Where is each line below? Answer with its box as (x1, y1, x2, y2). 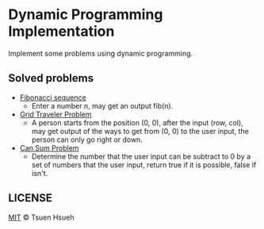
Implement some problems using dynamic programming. (8, 48, 193, 58)
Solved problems (8, 71, 94, 85)
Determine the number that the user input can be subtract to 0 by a (31, 151, 251, 161)
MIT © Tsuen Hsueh (8, 212, 75, 222)
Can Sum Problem (19, 143, 79, 152)
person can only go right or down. (31, 135, 143, 144)
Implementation (8, 22, 115, 40)
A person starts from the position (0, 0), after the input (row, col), (31, 117, 243, 128)
